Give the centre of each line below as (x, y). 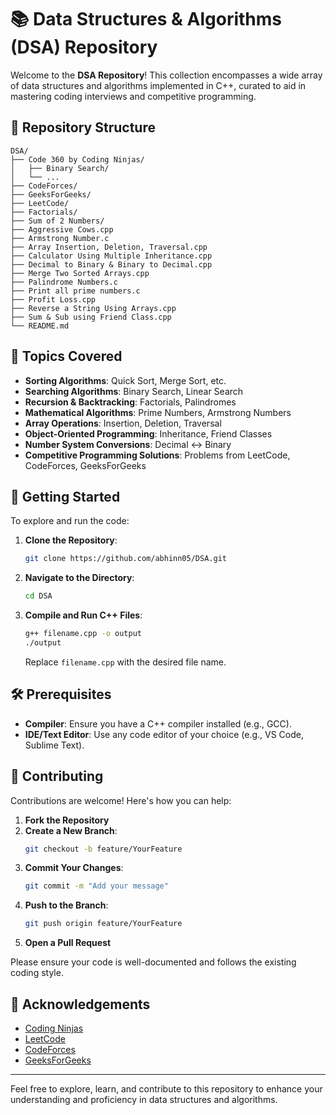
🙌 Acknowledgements (80, 1004)
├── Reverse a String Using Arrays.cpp (93, 308)
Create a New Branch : (71, 830)
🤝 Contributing (57, 776)
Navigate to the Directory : (79, 578)
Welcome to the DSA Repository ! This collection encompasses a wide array (166, 75)
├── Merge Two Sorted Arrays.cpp (80, 273)
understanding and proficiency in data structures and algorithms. (144, 1099)
